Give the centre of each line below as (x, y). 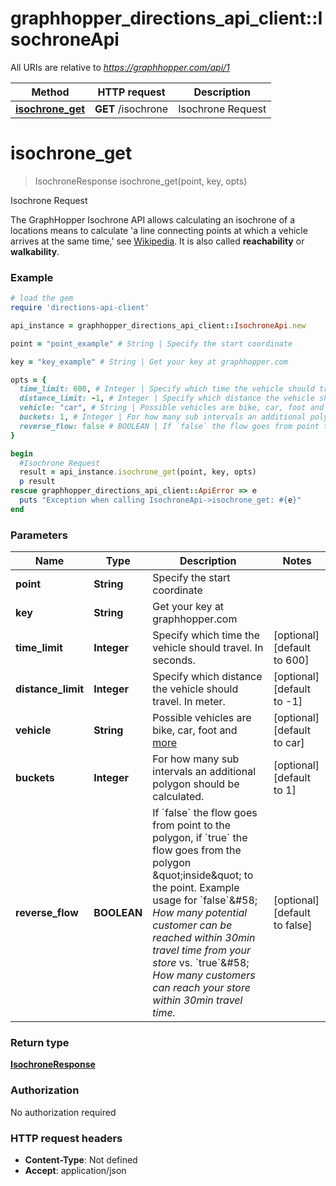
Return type (40, 1043)
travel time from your (202, 950)
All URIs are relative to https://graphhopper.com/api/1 (120, 67)
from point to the (192, 825)
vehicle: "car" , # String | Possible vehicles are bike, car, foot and (172, 408)
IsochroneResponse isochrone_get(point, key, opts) (141, 181)
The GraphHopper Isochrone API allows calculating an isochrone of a (153, 219)
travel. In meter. (189, 702)
